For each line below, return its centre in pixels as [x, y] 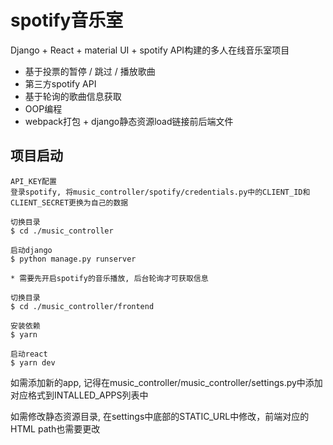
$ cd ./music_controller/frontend [82, 306]
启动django [31, 250]
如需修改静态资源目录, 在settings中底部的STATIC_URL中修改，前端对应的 [160, 416]
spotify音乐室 [67, 20]
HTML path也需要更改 [55, 428]
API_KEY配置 [33, 181]
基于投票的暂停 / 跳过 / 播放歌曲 [90, 71]
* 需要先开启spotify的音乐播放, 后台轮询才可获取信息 [109, 278]
